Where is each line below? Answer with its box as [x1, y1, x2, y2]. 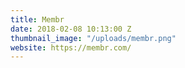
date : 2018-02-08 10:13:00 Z [10, 24, 132, 34]
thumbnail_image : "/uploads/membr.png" [10, 33, 177, 43]
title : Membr [10, 14, 65, 25]
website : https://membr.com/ [10, 42, 132, 53]
